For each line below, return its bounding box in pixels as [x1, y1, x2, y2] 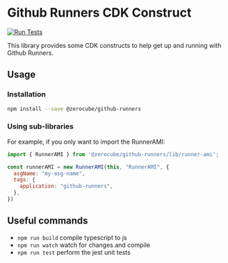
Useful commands [7, 215, 88, 227]
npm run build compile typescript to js [17, 233, 127, 241]
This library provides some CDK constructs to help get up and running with [7, 41, 222, 49]
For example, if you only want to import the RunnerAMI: [7, 137, 165, 146]
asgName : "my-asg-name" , [13, 170, 85, 177]
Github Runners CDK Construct [7, 5, 192, 21]
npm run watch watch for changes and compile [17, 241, 151, 249]
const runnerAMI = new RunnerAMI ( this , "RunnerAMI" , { [7, 163, 170, 171]
